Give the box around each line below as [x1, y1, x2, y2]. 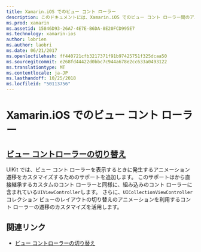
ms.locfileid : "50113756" [6, 81, 71, 87]
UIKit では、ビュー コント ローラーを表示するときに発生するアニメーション [6, 166, 190, 173]
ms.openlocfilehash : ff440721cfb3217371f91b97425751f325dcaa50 [6, 53, 167, 59]
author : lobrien [6, 36, 47, 42]
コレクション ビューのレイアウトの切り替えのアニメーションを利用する [6, 196, 181, 203]
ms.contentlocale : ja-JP [6, 70, 68, 76]
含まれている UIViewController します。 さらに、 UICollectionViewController [6, 189, 193, 195]
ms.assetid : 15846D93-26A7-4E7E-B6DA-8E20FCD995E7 [6, 25, 135, 32]
